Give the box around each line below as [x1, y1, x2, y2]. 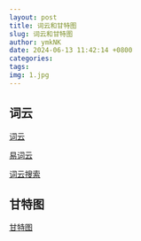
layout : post [9, 12, 58, 22]
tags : [9, 63, 29, 72]
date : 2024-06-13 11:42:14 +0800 [9, 46, 133, 55]
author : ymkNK [9, 37, 62, 47]
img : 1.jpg [9, 71, 50, 80]
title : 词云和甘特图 [9, 21, 77, 30]
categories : [9, 54, 53, 63]
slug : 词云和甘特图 [9, 29, 74, 38]
